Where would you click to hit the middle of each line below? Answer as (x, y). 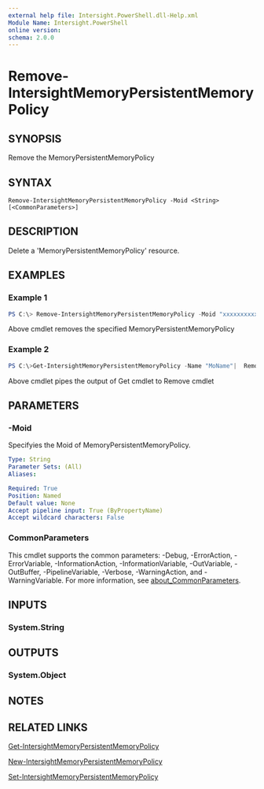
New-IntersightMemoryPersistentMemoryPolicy (85, 761)
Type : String (29, 460)
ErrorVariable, (31, 563)
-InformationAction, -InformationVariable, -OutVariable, (144, 563)
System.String (37, 627)
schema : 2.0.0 (31, 37)
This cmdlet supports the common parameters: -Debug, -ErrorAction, (121, 555)
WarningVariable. (36, 580)
